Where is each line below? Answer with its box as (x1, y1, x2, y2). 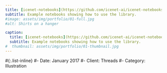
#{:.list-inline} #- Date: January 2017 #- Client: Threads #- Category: (5, 58, 146, 64)
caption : (5, 30, 23, 35)
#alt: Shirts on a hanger (5, 21, 59, 26)
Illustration (5, 63, 27, 69)
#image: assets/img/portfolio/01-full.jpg (5, 16, 94, 21)
